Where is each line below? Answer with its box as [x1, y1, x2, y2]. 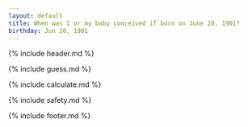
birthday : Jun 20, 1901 [8, 27, 89, 35]
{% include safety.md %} [8, 96, 92, 105]
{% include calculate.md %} [8, 80, 102, 89]
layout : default [8, 11, 63, 20]
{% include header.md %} [8, 49, 95, 59]
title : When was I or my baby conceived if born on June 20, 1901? [8, 19, 241, 27]
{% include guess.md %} [8, 64, 91, 74]
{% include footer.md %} [8, 111, 91, 121]
